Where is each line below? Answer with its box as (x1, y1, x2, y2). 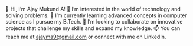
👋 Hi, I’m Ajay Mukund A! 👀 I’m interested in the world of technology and (5, 6, 181, 12)
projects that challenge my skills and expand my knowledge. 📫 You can (5, 25, 181, 32)
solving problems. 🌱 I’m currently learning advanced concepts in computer (5, 12, 187, 19)
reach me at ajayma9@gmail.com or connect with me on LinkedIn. (5, 33, 166, 40)
